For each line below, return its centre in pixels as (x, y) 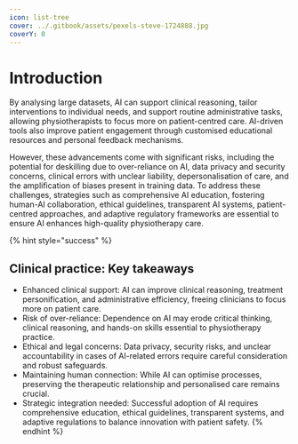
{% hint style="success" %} (61, 241)
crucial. (36, 394)
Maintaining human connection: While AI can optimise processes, (142, 375)
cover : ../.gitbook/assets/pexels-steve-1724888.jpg (109, 26)
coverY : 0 (28, 34)
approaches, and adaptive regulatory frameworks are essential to (159, 214)
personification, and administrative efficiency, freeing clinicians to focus (154, 299)
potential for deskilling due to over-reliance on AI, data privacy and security (147, 167)
